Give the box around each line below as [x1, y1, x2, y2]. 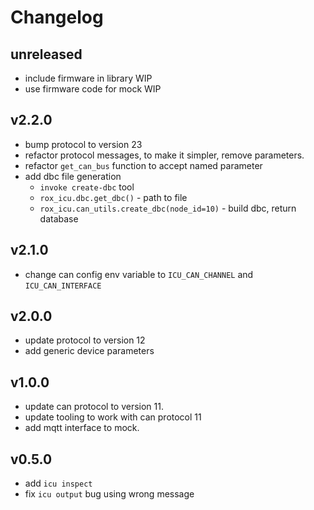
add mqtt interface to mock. [24, 422, 140, 434]
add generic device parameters [24, 345, 155, 357]
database [39, 212, 79, 225]
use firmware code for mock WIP [24, 83, 162, 95]
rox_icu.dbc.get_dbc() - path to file [39, 191, 188, 203]
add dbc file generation [24, 170, 122, 182]
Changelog [10, 6, 104, 29]
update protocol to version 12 [24, 334, 146, 346]
